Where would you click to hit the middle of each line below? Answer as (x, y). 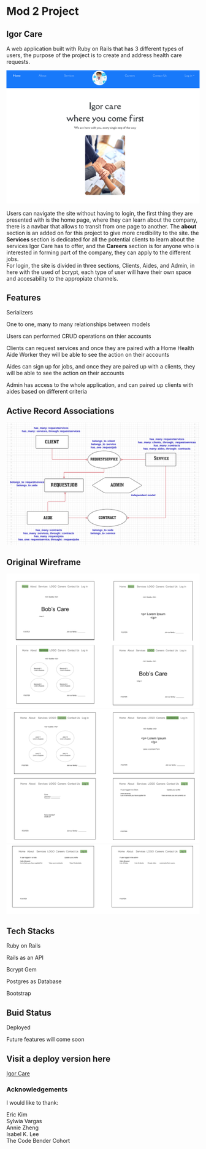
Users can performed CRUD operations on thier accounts (79, 337)
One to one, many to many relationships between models (78, 324)
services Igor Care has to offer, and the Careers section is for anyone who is (103, 246)
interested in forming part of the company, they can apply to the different (99, 252)
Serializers (20, 313)
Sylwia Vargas (24, 1121)
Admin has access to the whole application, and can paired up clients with (100, 385)
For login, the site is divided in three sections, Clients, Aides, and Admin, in (101, 265)
